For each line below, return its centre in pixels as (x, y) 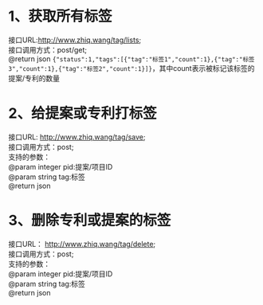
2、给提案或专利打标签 (82, 113)
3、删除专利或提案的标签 (90, 221)
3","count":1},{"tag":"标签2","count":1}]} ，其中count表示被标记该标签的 (131, 68)
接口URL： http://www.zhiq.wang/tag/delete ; (82, 244)
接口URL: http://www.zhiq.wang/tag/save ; (77, 137)
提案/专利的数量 (34, 78)
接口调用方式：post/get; (48, 49)
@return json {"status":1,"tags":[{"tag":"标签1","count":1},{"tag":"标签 (131, 59)
